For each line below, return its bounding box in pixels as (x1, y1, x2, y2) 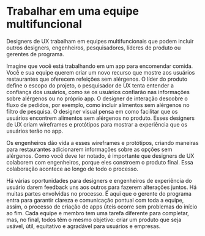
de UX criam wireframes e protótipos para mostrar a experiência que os (6, 120, 188, 128)
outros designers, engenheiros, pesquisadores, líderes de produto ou (6, 44, 181, 51)
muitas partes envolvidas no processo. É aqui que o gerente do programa (6, 190, 192, 197)
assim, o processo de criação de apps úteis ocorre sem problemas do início (6, 203, 198, 210)
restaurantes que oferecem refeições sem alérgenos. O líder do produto (6, 75, 188, 83)
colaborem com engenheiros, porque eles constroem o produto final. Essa (6, 158, 194, 166)
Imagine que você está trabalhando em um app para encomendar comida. (6, 62, 193, 70)
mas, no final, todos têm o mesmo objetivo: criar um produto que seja (6, 216, 182, 223)
